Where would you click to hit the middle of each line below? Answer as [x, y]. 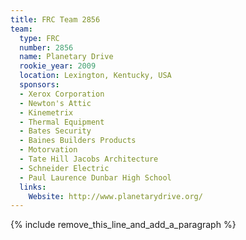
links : [33, 187]
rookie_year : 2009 [58, 66]
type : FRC [39, 38]
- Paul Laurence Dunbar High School [95, 177]
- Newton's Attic [55, 103]
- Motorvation [48, 150]
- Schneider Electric [64, 168]
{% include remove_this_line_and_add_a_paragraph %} [123, 225]
